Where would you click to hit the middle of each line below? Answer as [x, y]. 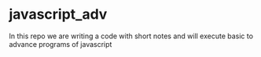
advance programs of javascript [61, 44]
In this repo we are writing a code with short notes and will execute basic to [131, 36]
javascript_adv [58, 14]
